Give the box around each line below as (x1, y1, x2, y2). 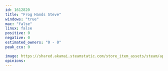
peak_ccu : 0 (5, 44, 30, 49)
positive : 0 (5, 30, 30, 35)
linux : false (5, 26, 32, 31)
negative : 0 (5, 35, 30, 40)
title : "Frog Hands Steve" (5, 12, 61, 17)
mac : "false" (5, 21, 32, 26)
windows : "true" (5, 16, 39, 21)
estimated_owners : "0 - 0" (5, 40, 61, 45)
